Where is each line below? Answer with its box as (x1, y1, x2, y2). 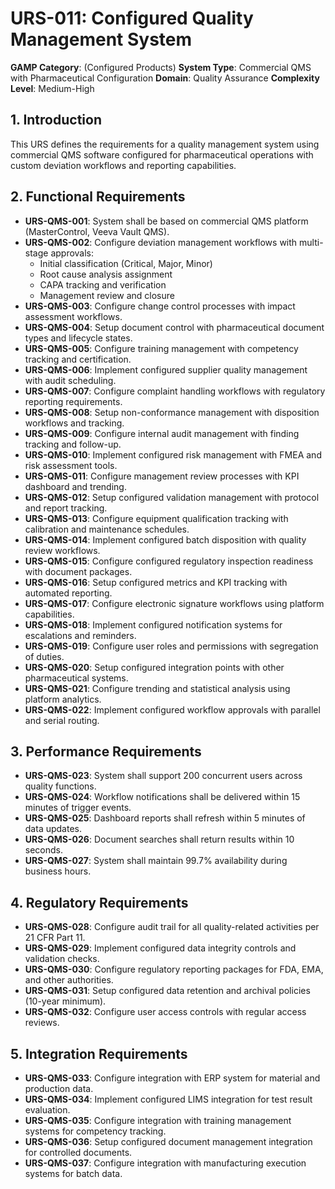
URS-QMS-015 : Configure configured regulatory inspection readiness (24, 555, 314, 567)
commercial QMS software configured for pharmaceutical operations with (10, 148, 314, 161)
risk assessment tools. (24, 459, 118, 471)
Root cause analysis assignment (39, 268, 173, 280)
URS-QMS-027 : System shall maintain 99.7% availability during (24, 855, 288, 867)
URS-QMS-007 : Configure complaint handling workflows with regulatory (24, 385, 326, 397)
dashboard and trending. (24, 480, 127, 492)
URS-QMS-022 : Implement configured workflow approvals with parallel (24, 703, 321, 716)
